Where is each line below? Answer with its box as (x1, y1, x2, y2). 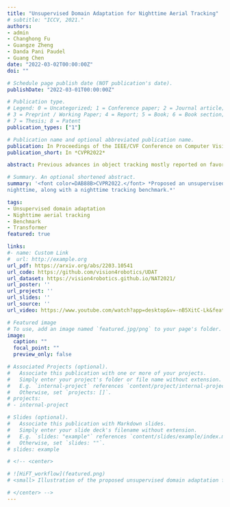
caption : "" (13, 338, 48, 345)
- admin (7, 29, 29, 36)
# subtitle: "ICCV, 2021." (7, 16, 84, 23)
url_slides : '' (7, 294, 51, 301)
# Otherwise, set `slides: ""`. (7, 439, 106, 446)
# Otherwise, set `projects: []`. (7, 388, 112, 396)
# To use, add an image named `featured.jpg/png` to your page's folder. (7, 325, 222, 332)
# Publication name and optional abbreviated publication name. (7, 136, 194, 143)
